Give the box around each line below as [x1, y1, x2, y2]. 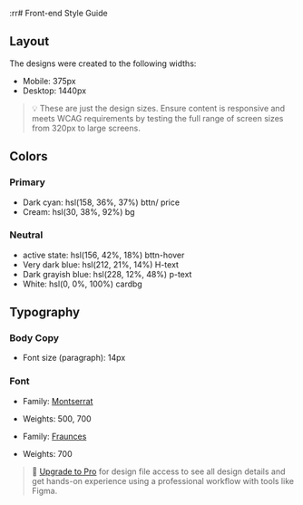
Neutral [9, 228, 44, 241]
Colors [9, 149, 48, 164]
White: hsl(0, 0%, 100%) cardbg [22, 278, 142, 289]
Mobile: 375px [22, 75, 76, 86]
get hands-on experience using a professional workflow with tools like [31, 475, 295, 486]
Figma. [31, 485, 58, 496]
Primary [9, 176, 45, 189]
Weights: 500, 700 [22, 413, 93, 424]
